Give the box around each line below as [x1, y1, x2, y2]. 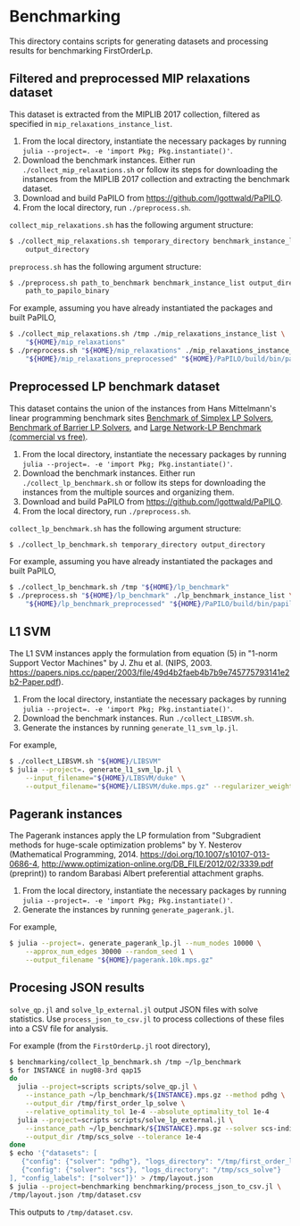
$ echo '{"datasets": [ [9, 1149, 98, 1158]
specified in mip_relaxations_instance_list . [9, 118, 173, 129]
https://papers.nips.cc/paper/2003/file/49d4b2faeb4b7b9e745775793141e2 [9, 667, 290, 678]
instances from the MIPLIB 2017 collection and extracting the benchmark [21, 173, 290, 184]
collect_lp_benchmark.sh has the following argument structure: [9, 522, 242, 533]
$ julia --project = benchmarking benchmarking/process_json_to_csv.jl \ [9, 1181, 281, 1191]
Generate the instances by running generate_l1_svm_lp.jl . [21, 721, 238, 733]
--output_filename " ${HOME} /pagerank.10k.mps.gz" [25, 955, 214, 964]
